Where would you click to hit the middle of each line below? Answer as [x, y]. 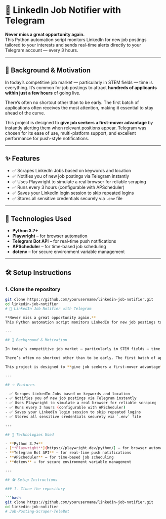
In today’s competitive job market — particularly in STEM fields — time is [79, 82]
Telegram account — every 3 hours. [42, 50]
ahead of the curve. [25, 113]
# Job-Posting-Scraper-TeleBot [37, 512]
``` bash [13, 498]
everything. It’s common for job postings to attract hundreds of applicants [81, 87]
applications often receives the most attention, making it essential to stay [79, 107]
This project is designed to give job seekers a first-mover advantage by [79, 122]
